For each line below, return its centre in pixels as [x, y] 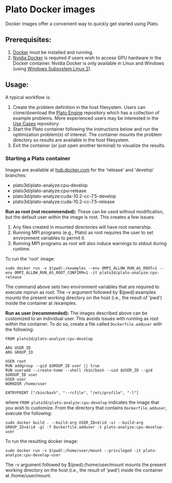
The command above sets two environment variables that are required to [82, 287]
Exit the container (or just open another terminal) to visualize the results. [89, 145]
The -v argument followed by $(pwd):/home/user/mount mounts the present [86, 465]
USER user [16, 379]
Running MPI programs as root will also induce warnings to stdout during [90, 243]
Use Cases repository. [36, 123]
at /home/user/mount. [28, 475]
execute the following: [29, 413]
